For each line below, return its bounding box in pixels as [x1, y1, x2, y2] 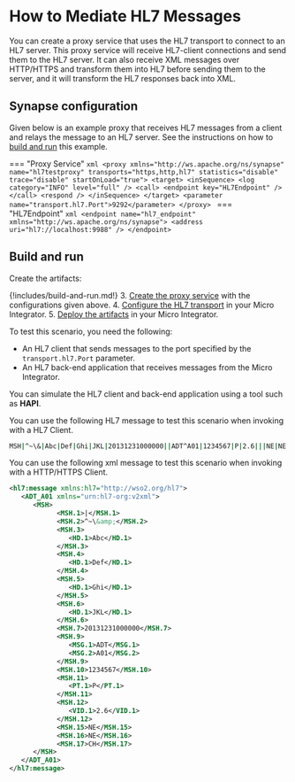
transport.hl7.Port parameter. [21, 352, 135, 363]
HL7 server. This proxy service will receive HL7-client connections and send [9, 44, 287, 55]
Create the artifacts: [9, 273, 82, 283]
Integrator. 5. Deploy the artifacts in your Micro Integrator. [9, 308, 219, 320]
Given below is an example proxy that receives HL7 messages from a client [9, 122, 283, 133]
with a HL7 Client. [9, 424, 73, 435]
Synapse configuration [9, 99, 139, 114]
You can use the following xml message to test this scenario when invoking [9, 458, 283, 468]
